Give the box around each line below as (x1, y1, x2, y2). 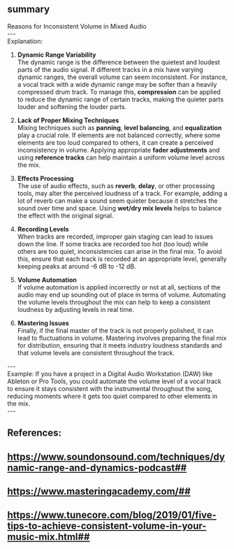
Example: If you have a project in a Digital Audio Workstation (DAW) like (7, 369, 213, 378)
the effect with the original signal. (17, 211, 114, 220)
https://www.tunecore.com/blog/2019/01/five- (7, 509, 217, 521)
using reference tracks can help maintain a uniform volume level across (17, 153, 225, 162)
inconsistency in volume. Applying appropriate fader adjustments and (17, 145, 220, 154)
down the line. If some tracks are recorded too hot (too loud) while (17, 239, 208, 248)
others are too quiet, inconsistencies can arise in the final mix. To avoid (17, 247, 222, 255)
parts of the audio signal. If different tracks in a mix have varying (17, 65, 204, 73)
